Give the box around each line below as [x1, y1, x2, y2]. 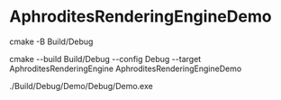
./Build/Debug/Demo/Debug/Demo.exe [9, 80, 153, 91]
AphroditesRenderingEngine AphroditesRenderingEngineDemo [9, 63, 242, 74]
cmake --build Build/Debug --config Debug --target [9, 53, 202, 64]
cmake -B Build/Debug [9, 36, 94, 47]
